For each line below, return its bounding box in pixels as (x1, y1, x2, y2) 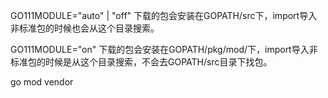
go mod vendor (10, 76, 74, 88)
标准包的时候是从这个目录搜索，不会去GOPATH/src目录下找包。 (10, 56, 273, 68)
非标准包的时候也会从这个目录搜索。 (10, 22, 160, 34)
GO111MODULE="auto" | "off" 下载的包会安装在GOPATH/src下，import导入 (10, 10, 318, 21)
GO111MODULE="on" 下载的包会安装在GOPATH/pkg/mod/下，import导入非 (10, 44, 318, 55)
